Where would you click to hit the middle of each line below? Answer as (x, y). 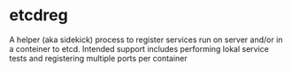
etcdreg (38, 15)
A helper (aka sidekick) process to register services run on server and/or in (146, 40)
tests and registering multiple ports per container (98, 58)
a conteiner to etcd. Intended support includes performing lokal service (139, 48)
